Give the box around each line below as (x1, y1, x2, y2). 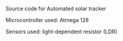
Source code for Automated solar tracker (5, 5, 107, 12)
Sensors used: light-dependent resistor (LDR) (5, 28, 118, 35)
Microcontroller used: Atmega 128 (5, 17, 89, 23)
